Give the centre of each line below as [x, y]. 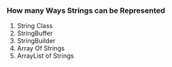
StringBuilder [36, 41]
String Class [35, 26]
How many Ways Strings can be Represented [86, 11]
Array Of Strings [41, 49]
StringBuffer [35, 33]
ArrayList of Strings [45, 56]
